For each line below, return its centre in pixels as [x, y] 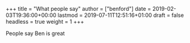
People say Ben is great [35, 33]
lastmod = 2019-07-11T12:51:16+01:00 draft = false [121, 15]
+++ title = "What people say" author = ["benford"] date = [79, 9]
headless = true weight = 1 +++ [45, 21]
